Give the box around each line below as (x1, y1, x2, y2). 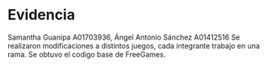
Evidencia (7, 6, 76, 24)
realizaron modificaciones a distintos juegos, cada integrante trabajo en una (7, 40, 260, 50)
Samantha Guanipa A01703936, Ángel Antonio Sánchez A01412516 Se (7, 32, 241, 42)
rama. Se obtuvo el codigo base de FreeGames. (7, 49, 166, 59)
